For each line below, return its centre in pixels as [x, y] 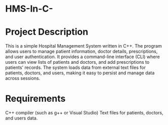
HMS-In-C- [29, 9]
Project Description [47, 32]
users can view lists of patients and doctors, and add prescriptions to [77, 62]
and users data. [22, 118]
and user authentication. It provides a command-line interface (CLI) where [83, 57]
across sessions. [23, 78]
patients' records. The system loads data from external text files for [75, 68]
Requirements [35, 99]
